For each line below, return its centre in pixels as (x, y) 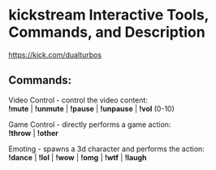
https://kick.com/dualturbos (55, 54)
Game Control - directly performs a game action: (90, 124)
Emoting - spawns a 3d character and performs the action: (106, 149)
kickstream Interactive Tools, (109, 15)
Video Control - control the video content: (78, 100)
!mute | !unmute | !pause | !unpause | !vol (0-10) (91, 108)
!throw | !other (34, 133)
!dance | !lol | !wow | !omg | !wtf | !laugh (78, 157)
